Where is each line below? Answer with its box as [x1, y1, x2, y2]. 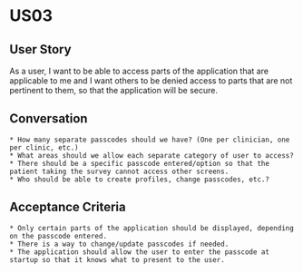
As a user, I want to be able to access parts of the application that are [9, 65, 269, 76]
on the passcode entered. [9, 231, 107, 240]
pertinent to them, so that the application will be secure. [9, 85, 219, 95]
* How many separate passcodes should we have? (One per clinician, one [9, 135, 290, 144]
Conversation [9, 111, 88, 127]
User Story [9, 42, 72, 57]
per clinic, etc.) [9, 142, 79, 152]
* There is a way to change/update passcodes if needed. [9, 239, 230, 249]
